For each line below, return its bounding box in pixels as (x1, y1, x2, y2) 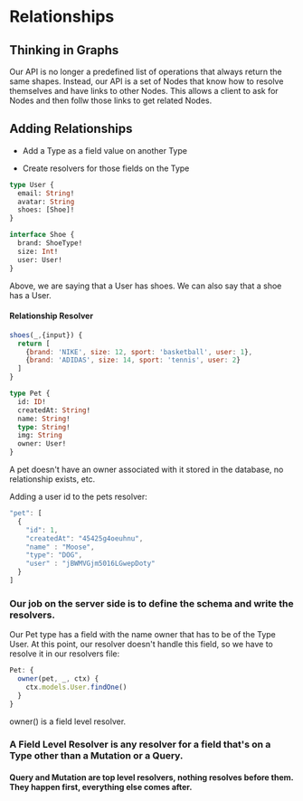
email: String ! (17, 188, 75, 198)
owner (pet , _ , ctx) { (17, 674, 99, 683)
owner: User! (17, 439, 67, 448)
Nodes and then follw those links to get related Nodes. (9, 95, 213, 106)
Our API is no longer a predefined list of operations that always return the (9, 66, 282, 77)
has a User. (9, 289, 52, 300)
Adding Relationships (9, 121, 133, 137)
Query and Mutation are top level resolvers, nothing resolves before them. (9, 772, 294, 783)
